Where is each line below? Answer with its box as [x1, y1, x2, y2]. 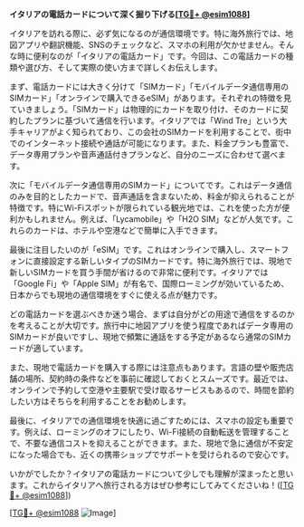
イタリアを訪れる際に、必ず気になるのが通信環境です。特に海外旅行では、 [9, 28, 286, 39]
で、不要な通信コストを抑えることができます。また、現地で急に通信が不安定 [9, 438, 294, 448]
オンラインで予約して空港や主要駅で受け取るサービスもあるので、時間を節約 [9, 385, 295, 395]
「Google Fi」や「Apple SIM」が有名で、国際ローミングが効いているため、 [9, 278, 290, 289]
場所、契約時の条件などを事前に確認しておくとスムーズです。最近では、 [24, 373, 294, 384]
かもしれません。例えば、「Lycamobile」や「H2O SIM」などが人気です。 [16, 214, 287, 225]
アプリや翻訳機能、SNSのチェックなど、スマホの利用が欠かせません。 [16, 40, 279, 50]
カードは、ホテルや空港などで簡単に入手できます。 [33, 225, 223, 235]
